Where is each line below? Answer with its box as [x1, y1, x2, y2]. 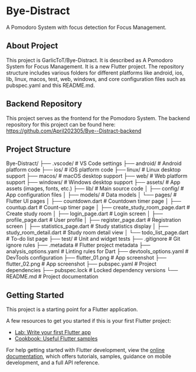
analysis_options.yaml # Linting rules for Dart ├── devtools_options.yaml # [6, 248, 189, 255]
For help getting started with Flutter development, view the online [6, 347, 165, 354]
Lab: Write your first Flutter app [14, 329, 92, 336]
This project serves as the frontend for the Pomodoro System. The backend [6, 114, 190, 122]
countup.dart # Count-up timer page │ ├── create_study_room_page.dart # [6, 204, 190, 211]
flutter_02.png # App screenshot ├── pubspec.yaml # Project [6, 260, 156, 267]
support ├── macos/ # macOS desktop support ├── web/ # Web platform [6, 173, 188, 180]
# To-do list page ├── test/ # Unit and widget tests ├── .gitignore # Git [6, 235, 181, 242]
